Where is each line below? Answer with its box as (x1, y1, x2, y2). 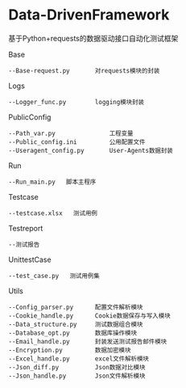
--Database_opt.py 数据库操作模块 (8, 329, 138, 337)
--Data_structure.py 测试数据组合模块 (8, 320, 143, 328)
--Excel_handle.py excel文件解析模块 (8, 354, 149, 363)
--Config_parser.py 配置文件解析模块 (8, 303, 143, 311)
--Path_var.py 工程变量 (8, 129, 134, 137)
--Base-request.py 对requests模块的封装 (8, 66, 160, 74)
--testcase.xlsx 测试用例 (8, 209, 98, 217)
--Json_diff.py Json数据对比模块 (8, 363, 146, 371)
